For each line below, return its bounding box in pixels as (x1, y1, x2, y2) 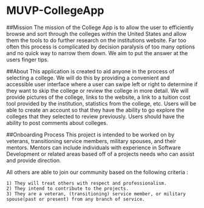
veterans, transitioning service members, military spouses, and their (6, 137, 177, 144)
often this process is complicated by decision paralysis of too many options (6, 43, 195, 50)
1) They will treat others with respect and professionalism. (6, 180, 167, 186)
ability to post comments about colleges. (6, 119, 108, 126)
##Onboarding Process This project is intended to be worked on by (6, 131, 175, 138)
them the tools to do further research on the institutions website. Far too (6, 36, 186, 44)
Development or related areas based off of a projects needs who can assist (6, 150, 195, 158)
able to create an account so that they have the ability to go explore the (6, 106, 185, 113)
